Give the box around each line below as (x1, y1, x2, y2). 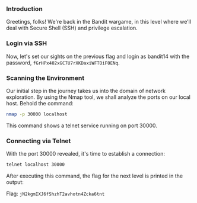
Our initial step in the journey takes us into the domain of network (6, 87, 166, 94)
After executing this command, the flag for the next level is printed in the (6, 172, 183, 179)
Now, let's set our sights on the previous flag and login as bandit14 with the (6, 53, 190, 60)
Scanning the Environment (6, 73, 85, 82)
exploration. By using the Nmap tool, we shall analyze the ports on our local (6, 94, 191, 101)
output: (6, 178, 24, 185)
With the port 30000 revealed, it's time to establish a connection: (6, 150, 165, 157)
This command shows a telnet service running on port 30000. (6, 122, 157, 129)
